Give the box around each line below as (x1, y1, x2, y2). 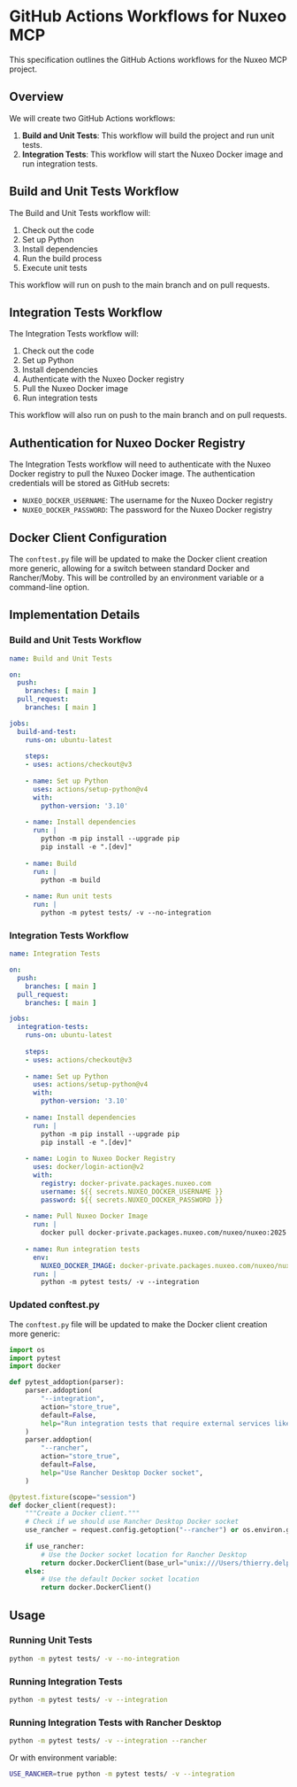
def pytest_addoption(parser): (9, 1378, 125, 1387)
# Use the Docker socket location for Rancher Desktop (41, 1550, 247, 1559)
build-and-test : (17, 727, 77, 736)
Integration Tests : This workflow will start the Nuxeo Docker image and (21, 149, 284, 159)
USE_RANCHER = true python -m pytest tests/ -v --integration (9, 1769, 236, 1779)
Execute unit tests (21, 262, 88, 273)
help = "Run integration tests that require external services (41, 1419, 271, 1427)
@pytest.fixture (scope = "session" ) (9, 1492, 137, 1502)
